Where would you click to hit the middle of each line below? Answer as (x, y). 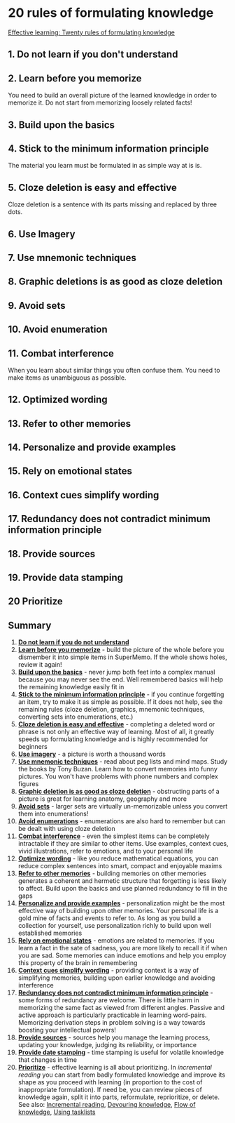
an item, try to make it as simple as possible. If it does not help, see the (120, 702)
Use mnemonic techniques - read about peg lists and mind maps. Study (123, 762)
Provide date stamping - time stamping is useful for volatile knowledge (121, 1052)
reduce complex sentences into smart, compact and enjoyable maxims (120, 866)
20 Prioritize (36, 602)
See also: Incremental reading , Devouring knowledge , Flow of (107, 1105)
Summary (30, 625)
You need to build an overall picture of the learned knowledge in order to (113, 95)
